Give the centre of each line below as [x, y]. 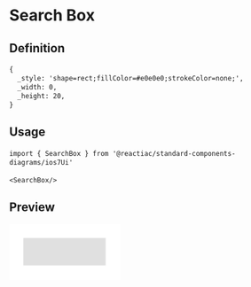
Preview [32, 208]
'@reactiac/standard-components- [174, 153]
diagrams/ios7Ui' [41, 162]
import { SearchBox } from [59, 153]
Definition [37, 48]
